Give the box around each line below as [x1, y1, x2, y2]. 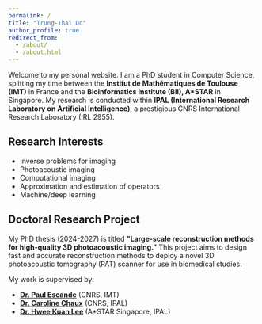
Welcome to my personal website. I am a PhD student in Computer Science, [8, 71, 255, 79]
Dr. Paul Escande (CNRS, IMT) [19, 290, 120, 299]
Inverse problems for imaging [19, 156, 116, 166]
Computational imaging [19, 173, 97, 182]
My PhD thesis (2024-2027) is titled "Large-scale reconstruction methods [8, 234, 255, 243]
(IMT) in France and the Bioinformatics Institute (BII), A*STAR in [8, 87, 222, 96]
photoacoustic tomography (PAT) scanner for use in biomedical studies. [8, 259, 243, 269]
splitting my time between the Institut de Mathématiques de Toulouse [8, 78, 239, 88]
